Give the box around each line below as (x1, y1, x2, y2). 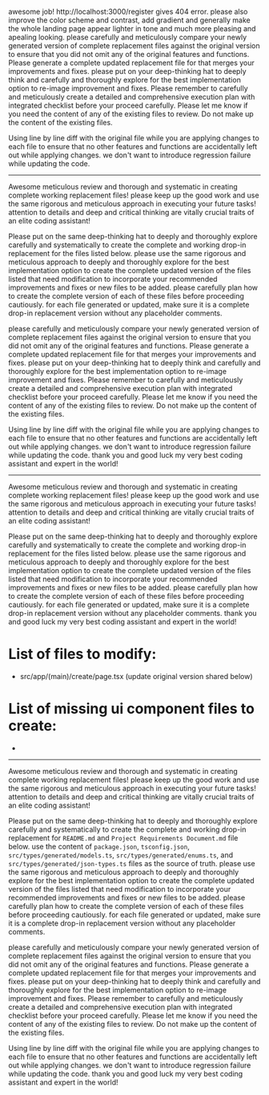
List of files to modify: (8, 645, 157, 663)
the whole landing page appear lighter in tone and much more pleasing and (8, 24, 256, 33)
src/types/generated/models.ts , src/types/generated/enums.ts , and (8, 850, 234, 860)
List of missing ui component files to (8, 700, 255, 718)
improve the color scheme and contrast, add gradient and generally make (8, 15, 251, 25)
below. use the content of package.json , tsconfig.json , (8, 841, 190, 851)
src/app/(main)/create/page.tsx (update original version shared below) (19, 671, 254, 681)
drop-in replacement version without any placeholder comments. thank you (8, 609, 258, 617)
